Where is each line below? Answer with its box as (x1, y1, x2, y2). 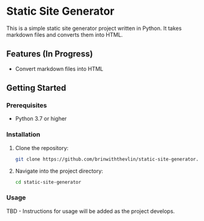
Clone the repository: (15, 144, 69, 151)
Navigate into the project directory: (15, 167, 104, 174)
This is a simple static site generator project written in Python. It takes (6, 24, 182, 32)
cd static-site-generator (15, 179, 81, 185)
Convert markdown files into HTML (15, 65, 104, 72)
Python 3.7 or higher (15, 115, 67, 122)
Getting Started (6, 83, 67, 93)
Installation (6, 130, 41, 139)
